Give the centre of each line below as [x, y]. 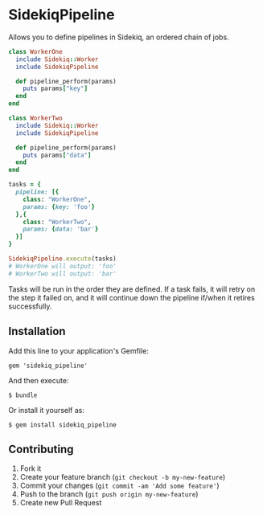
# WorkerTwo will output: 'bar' [62, 274]
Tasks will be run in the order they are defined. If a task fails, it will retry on [132, 289]
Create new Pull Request [61, 503]
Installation [37, 331]
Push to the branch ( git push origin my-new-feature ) [109, 494]
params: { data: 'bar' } [61, 229]
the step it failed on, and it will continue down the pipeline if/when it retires [131, 297]
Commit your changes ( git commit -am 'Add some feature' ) [119, 486]
